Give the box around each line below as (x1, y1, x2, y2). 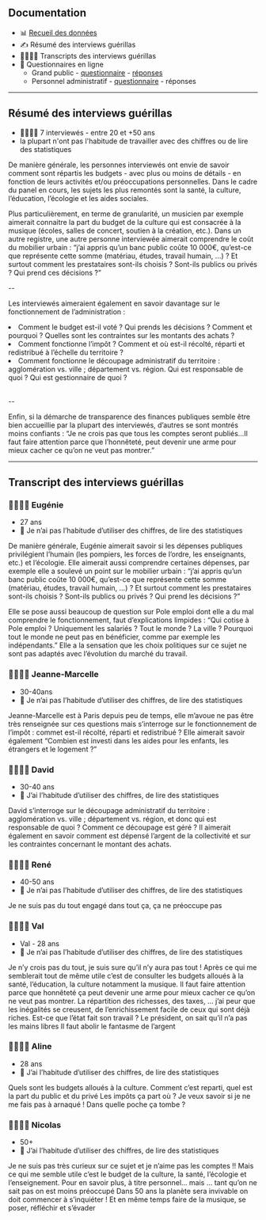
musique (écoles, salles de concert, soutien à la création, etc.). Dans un (8, 226, 241, 235)
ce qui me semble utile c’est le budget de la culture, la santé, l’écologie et (8, 1169, 247, 1179)
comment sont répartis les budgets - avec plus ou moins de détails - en (8, 168, 241, 177)
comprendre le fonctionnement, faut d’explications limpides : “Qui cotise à (8, 615, 249, 625)
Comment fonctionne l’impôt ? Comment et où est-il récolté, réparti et (18, 339, 245, 348)
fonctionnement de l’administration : (8, 306, 126, 316)
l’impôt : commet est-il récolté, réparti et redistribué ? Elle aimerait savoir (8, 728, 245, 737)
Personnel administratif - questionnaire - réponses (31, 76, 196, 86)
